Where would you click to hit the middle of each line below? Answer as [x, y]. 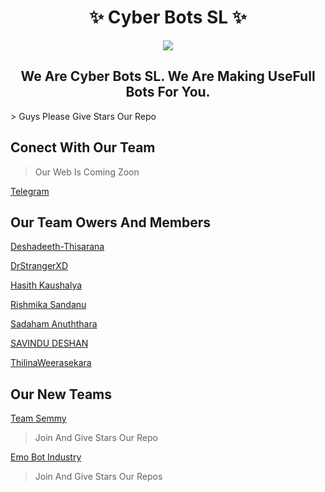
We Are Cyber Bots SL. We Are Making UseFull [168, 76]
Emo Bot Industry [46, 457]
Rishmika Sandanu [48, 305]
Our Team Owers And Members [111, 222]
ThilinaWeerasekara [51, 363]
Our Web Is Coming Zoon [87, 172]
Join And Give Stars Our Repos [98, 477]
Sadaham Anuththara [54, 324]
